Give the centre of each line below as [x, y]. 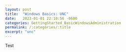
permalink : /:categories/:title [38, 27]
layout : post [18, 9]
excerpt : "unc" [21, 32]
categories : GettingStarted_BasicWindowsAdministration [63, 23]
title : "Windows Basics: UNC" [37, 14]
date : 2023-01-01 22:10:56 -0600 [41, 18]
